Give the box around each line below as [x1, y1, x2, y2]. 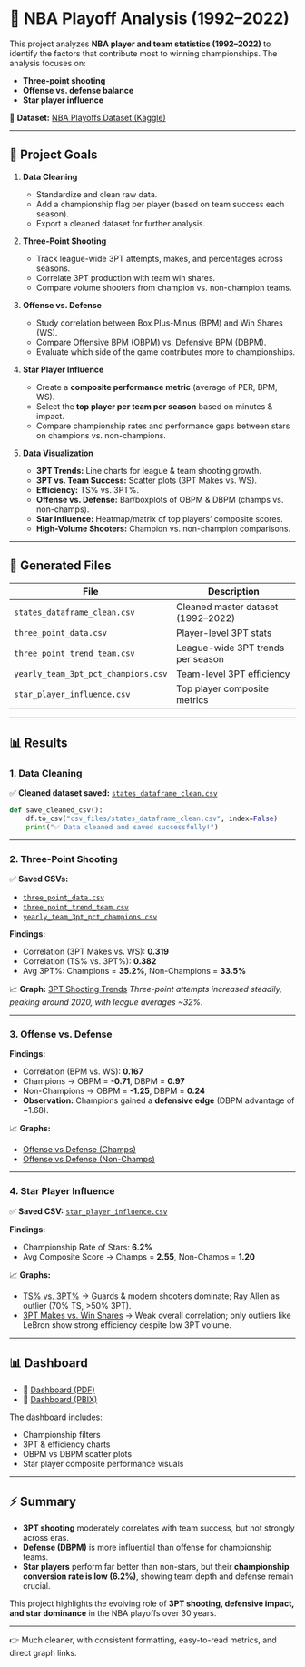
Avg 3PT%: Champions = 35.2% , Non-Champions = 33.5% [22, 966, 247, 977]
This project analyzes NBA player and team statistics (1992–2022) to [9, 38, 271, 49]
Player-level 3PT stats [176, 627, 272, 639]
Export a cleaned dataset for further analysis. [35, 217, 206, 228]
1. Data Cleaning [9, 767, 83, 779]
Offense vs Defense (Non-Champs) [22, 1154, 156, 1165]
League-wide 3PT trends [176, 641, 285, 654]
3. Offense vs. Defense [9, 1028, 113, 1040]
